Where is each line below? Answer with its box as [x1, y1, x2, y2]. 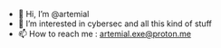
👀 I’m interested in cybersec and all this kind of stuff [17, 18, 213, 29]
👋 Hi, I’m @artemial [17, 9, 90, 19]
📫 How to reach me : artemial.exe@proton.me [17, 28, 192, 39]
